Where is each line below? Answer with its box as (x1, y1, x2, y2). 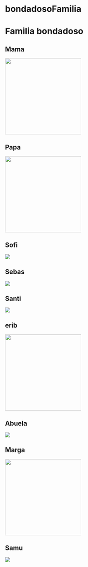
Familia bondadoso (5, 26, 84, 37)
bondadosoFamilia (5, 3, 82, 15)
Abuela (5, 419, 28, 427)
